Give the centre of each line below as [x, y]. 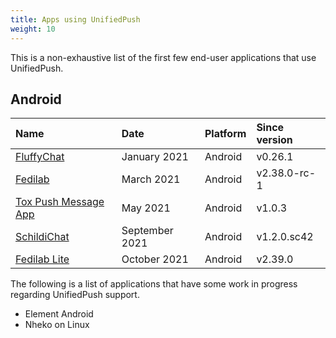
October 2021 [155, 259]
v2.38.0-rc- [286, 173]
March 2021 [151, 179]
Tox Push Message [60, 202]
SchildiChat [42, 237]
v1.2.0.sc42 [285, 237]
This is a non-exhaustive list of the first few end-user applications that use [163, 57]
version [274, 140]
